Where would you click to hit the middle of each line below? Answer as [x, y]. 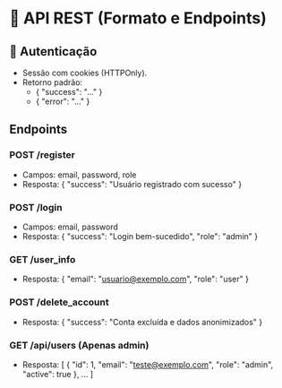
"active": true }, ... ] [58, 374]
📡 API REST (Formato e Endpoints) [138, 18]
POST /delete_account [59, 302]
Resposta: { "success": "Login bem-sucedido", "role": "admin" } [140, 236]
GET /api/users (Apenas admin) [79, 345]
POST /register [43, 155]
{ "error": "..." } [63, 101]
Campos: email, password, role [79, 175]
